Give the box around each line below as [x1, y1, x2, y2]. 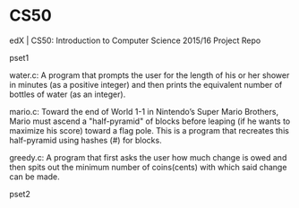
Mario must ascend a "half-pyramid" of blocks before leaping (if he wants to [9, 116, 291, 126]
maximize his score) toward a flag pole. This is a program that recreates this [9, 125, 289, 135]
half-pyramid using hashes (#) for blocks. [9, 134, 163, 145]
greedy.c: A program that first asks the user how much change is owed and [9, 152, 287, 162]
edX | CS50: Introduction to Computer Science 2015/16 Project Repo [9, 35, 261, 46]
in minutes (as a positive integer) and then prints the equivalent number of [9, 79, 283, 90]
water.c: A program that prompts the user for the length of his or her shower [9, 69, 290, 81]
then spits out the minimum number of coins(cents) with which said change [9, 161, 287, 172]
